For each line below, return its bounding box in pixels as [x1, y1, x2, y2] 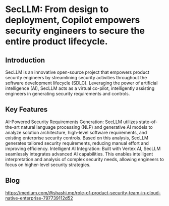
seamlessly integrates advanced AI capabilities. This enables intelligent [5, 150, 153, 157]
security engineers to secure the [5, 25, 145, 36]
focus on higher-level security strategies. [5, 162, 91, 168]
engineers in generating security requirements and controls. [5, 91, 130, 96]
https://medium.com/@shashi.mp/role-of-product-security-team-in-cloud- [5, 189, 161, 195]
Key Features [5, 105, 48, 114]
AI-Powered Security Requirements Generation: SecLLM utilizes [5, 119, 138, 125]
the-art [5, 124, 20, 130]
